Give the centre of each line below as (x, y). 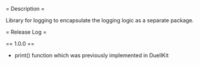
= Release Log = (26, 32)
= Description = (25, 9)
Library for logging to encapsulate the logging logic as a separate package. (100, 20)
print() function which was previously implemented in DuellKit (91, 55)
